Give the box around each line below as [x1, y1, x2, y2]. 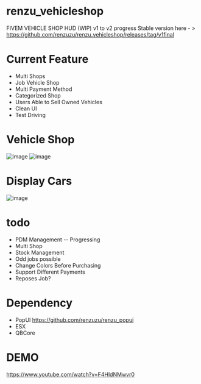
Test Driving [15, 111, 46, 118]
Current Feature [6, 52, 89, 66]
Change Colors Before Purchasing [15, 261, 101, 269]
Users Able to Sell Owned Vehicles [15, 98, 102, 105]
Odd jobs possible [15, 255, 61, 263]
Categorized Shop [15, 91, 61, 99]
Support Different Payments [15, 268, 85, 276]
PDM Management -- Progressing [15, 236, 100, 243]
